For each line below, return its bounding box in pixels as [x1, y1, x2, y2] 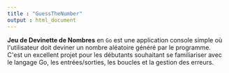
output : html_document [7, 17, 77, 24]
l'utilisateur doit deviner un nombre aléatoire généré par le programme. [7, 43, 212, 51]
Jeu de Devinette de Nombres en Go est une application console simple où [7, 35, 223, 44]
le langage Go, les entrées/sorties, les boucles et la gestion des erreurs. [7, 58, 214, 66]
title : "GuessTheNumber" [7, 10, 82, 17]
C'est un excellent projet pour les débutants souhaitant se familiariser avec [7, 50, 222, 59]
